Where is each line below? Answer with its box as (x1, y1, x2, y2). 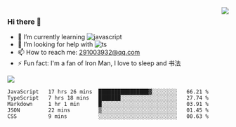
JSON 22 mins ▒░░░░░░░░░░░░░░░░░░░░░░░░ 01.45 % (7, 107, 209, 114)
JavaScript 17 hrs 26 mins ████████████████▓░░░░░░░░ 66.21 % (7, 88, 209, 95)
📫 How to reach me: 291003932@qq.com (17, 48, 140, 57)
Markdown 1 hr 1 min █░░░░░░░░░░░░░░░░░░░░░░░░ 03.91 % (7, 101, 209, 108)
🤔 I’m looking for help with (17, 40, 93, 48)
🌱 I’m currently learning (17, 33, 86, 41)
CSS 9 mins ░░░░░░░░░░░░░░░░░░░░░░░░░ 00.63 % (7, 113, 209, 120)
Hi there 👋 (7, 17, 42, 27)
